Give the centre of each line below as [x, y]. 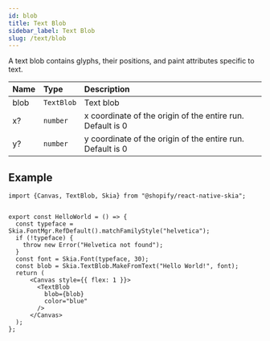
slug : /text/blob [37, 38]
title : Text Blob [37, 23]
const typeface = [45, 224]
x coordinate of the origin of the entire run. [164, 116]
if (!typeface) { [45, 238]
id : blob [23, 16]
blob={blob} [64, 294]
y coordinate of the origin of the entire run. [164, 139]
